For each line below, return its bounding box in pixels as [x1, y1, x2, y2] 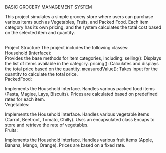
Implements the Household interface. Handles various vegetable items [5, 111, 149, 117]
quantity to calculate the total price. [5, 71, 78, 76]
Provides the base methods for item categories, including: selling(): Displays [5, 55, 162, 61]
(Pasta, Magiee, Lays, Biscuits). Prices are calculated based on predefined [5, 91, 158, 97]
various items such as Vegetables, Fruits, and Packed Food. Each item [5, 19, 149, 25]
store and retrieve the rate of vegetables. [5, 122, 89, 128]
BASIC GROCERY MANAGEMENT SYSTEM [5, 4, 92, 10]
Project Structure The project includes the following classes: [5, 45, 129, 50]
